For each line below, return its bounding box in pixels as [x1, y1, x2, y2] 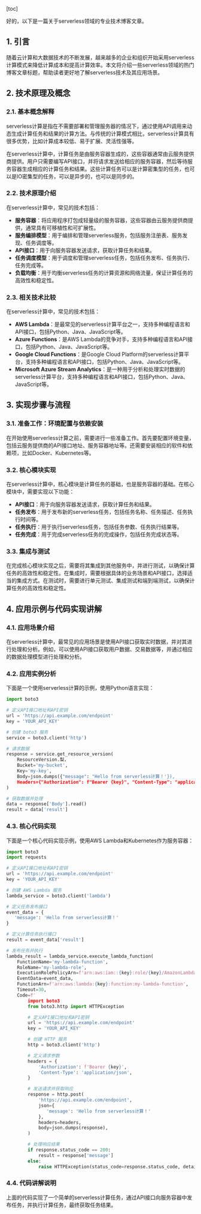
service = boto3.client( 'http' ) [6, 735, 87, 741]
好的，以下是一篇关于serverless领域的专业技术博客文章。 [6, 17, 148, 25]
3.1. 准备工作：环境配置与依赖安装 [6, 420, 103, 428]
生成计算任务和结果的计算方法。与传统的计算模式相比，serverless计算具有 [11, 130, 194, 137]
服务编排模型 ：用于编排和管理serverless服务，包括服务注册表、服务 [14, 231, 182, 239]
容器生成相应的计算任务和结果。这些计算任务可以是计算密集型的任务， [11, 165, 184, 172]
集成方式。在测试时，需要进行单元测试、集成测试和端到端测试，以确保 [16, 577, 190, 584]
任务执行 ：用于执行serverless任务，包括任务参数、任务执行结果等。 [14, 524, 182, 531]
